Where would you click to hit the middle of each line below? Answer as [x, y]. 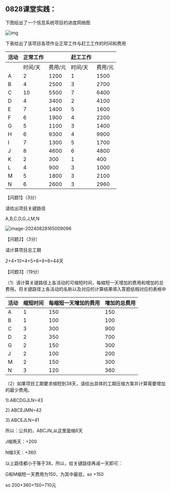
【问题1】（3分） [22, 197]
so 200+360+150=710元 [31, 485]
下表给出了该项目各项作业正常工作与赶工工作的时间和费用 [66, 43]
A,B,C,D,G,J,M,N [22, 218]
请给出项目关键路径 [26, 208]
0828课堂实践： [31, 9]
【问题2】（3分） [23, 239]
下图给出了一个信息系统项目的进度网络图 [48, 23]
